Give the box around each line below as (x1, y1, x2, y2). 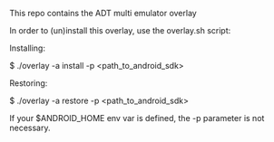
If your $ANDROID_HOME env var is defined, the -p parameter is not (9, 113, 265, 123)
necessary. (9, 122, 52, 133)
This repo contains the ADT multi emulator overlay (9, 8, 197, 18)
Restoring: (9, 78, 48, 89)
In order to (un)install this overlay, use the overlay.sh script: (9, 25, 231, 35)
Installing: (9, 43, 45, 53)
